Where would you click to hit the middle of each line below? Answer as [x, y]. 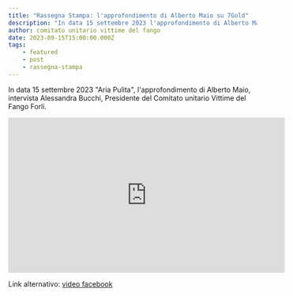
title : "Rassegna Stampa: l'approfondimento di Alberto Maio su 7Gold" [128, 15]
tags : [17, 45]
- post [33, 60]
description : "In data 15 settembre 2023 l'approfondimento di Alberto [128, 23]
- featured [40, 52]
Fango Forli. [28, 106]
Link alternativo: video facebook [60, 284]
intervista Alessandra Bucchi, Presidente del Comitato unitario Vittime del [127, 98]
